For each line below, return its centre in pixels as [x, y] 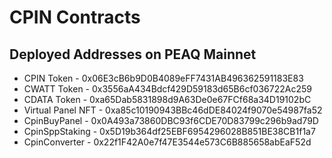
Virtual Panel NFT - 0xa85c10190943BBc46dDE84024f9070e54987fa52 [173, 110]
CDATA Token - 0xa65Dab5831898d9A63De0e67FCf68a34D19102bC [167, 99]
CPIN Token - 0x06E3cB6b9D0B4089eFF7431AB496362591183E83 [163, 78]
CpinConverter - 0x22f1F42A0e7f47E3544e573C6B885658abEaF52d [167, 142]
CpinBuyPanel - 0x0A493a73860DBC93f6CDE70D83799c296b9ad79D [171, 120]
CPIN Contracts [75, 17]
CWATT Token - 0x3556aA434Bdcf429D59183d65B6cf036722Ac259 [167, 89]
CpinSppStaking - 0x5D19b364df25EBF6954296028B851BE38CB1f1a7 [169, 131]
